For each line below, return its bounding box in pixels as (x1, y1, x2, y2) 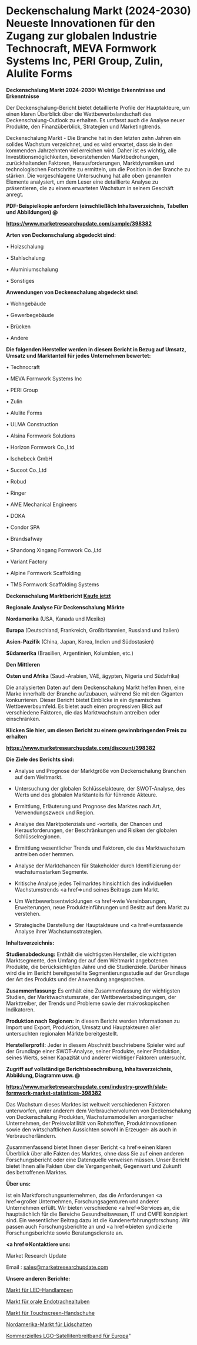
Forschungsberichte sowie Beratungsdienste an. (6, 1229, 123, 1236)
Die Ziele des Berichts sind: (6, 756, 75, 763)
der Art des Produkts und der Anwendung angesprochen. (6, 975, 145, 982)
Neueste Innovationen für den (6, 17, 155, 30)
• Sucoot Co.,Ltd (6, 466, 47, 474)
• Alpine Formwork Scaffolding (6, 569, 81, 576)
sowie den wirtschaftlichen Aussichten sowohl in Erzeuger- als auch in (6, 1126, 178, 1133)
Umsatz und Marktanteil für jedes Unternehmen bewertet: (6, 352, 151, 359)
